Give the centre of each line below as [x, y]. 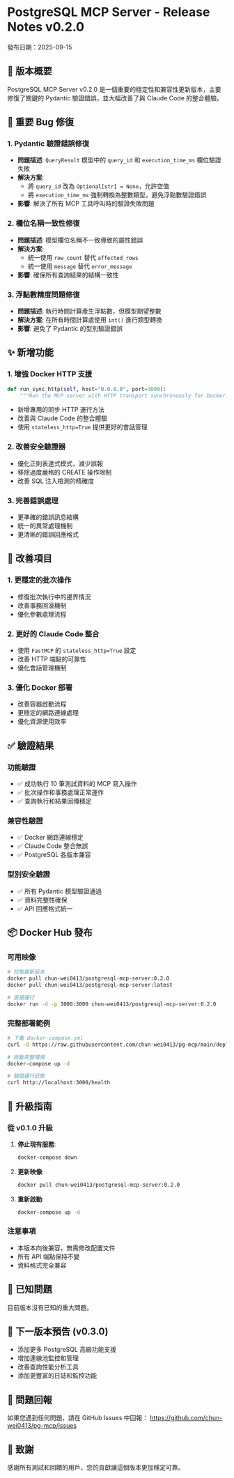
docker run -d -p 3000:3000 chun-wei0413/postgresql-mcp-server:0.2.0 [112, 1004]
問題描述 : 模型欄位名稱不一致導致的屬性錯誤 [80, 240]
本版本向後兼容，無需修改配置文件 [66, 1247]
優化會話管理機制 [42, 668]
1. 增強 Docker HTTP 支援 [50, 374]
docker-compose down [47, 1157]
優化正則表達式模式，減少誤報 [60, 463]
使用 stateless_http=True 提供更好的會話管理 [82, 427]
